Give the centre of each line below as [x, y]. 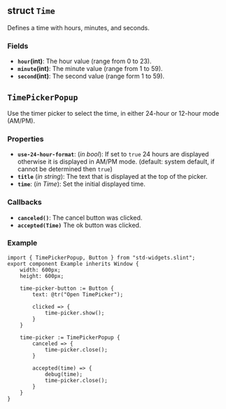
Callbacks [24, 202]
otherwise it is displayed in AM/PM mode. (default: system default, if [116, 162]
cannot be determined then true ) [65, 169]
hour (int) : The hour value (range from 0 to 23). [84, 61]
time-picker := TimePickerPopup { [70, 337]
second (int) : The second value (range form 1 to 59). [91, 76]
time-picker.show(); [75, 313]
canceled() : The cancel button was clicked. [80, 217]
